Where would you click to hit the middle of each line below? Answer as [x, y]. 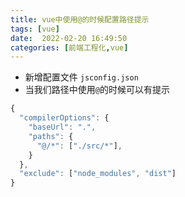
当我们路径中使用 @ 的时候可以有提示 [97, 90]
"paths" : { [51, 136]
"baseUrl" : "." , [62, 127]
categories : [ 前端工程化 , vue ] [69, 47]
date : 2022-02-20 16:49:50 [69, 38]
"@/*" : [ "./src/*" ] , [79, 146]
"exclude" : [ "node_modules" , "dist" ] [98, 174]
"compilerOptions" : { [64, 118]
